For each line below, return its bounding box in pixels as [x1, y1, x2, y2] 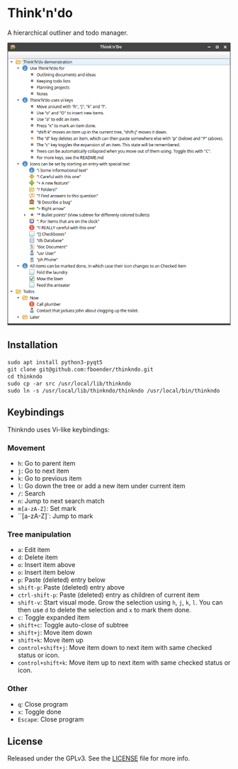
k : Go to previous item [17, 474, 82, 483]
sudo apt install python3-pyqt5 [7, 359, 103, 366]
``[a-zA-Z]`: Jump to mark [17, 512, 93, 520]
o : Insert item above [17, 561, 76, 569]
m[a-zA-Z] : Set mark [17, 505, 76, 512]
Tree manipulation [7, 529, 72, 539]
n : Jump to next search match [17, 497, 105, 505]
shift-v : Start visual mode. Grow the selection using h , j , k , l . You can [17, 598, 223, 607]
